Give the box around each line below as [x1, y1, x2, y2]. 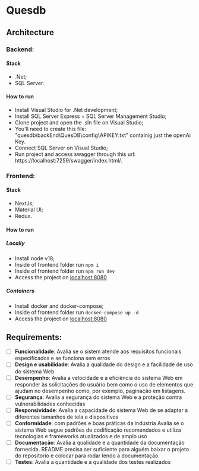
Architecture [6, 27, 55, 38]
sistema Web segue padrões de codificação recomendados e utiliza [14, 426, 181, 433]
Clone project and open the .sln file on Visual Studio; [14, 118, 144, 126]
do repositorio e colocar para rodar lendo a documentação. [14, 452, 160, 459]
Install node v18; [14, 254, 55, 262]
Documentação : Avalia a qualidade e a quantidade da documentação [14, 439, 185, 446]
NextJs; [14, 200, 34, 207]
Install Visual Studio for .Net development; [14, 106, 118, 113]
